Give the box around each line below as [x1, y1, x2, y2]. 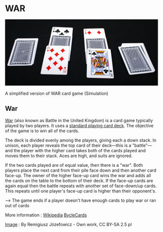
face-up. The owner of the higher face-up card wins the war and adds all [5, 172, 151, 178]
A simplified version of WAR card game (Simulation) [5, 90, 109, 96]
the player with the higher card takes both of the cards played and [14, 147, 146, 153]
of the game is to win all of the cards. [5, 127, 79, 134]
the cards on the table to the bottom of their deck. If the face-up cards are [5, 178, 153, 183]
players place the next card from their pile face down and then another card [5, 167, 157, 173]
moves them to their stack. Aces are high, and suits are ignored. [5, 153, 133, 159]
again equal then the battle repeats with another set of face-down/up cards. [5, 183, 157, 189]
